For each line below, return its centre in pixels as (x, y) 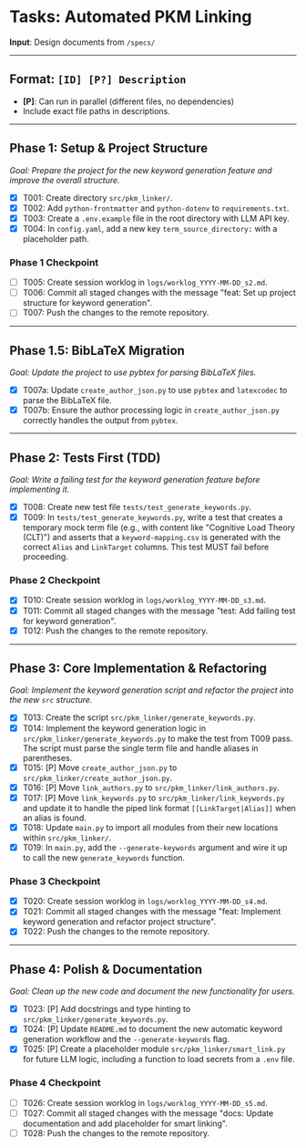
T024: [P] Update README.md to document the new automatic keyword (153, 1029)
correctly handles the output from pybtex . (100, 421)
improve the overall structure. (65, 180)
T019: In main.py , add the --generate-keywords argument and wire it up (155, 847)
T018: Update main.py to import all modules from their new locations (150, 827)
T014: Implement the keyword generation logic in (114, 728)
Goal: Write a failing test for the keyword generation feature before (135, 480)
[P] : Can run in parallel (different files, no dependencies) (128, 101)
